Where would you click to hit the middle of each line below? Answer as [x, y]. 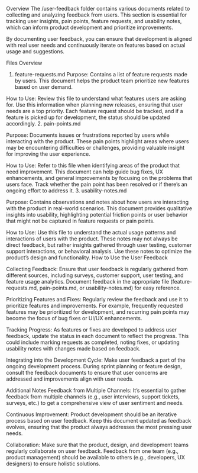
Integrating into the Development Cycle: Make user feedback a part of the [96, 360]
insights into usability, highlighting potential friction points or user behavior [97, 215]
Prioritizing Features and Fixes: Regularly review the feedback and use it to [97, 299]
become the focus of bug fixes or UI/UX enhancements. [74, 318]
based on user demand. [43, 87]
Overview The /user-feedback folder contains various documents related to [98, 9]
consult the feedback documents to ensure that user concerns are [87, 373]
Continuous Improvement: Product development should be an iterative [92, 414]
